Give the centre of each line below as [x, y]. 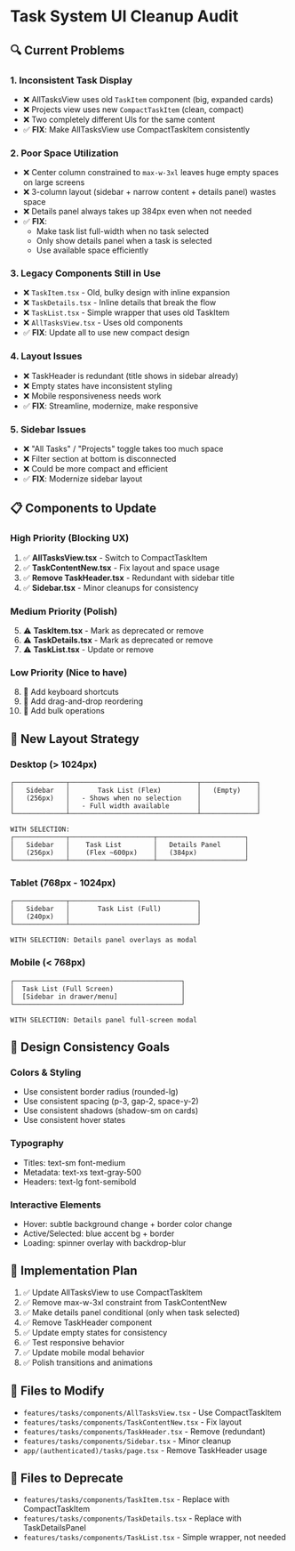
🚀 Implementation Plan [74, 1271]
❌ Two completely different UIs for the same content [119, 119]
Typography [37, 1143]
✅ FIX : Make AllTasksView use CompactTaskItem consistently [136, 129]
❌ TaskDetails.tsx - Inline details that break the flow [120, 303]
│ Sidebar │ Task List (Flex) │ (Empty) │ [136, 791]
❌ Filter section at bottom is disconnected [100, 459]
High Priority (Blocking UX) [70, 538]
